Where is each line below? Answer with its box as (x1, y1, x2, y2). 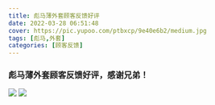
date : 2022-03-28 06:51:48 (8, 19, 99, 27)
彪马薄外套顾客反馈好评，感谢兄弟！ (8, 70, 149, 81)
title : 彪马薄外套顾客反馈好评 (8, 11, 100, 20)
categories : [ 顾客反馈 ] (8, 42, 83, 50)
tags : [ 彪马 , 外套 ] (8, 34, 66, 42)
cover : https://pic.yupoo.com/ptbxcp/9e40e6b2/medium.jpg (8, 26, 207, 34)
